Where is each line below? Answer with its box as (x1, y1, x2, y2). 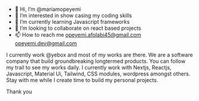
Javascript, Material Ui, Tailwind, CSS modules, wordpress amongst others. (6, 70, 191, 77)
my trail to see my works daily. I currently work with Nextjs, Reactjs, (6, 64, 172, 71)
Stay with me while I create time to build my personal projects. (6, 77, 159, 83)
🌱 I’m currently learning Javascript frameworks (14, 18, 130, 25)
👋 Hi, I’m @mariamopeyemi (14, 6, 81, 12)
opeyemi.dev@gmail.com (14, 40, 77, 47)
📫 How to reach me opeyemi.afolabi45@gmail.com (14, 31, 141, 38)
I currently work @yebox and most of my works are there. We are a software (6, 51, 193, 58)
